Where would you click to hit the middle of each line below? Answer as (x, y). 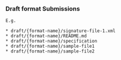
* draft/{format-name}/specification (51, 41)
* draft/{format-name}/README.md (46, 36)
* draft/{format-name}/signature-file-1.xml (61, 31)
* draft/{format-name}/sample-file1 (50, 46)
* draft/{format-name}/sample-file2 (50, 51)
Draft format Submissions (43, 9)
